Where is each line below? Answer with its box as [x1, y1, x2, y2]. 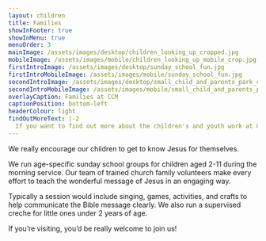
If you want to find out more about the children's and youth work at [15, 122, 253, 130]
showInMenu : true [8, 33, 66, 42]
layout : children [8, 11, 66, 20]
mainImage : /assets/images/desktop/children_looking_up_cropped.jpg [8, 48, 239, 56]
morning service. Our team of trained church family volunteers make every [8, 167, 252, 177]
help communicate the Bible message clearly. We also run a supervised [8, 200, 241, 209]
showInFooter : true [8, 26, 73, 34]
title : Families [8, 19, 62, 27]
